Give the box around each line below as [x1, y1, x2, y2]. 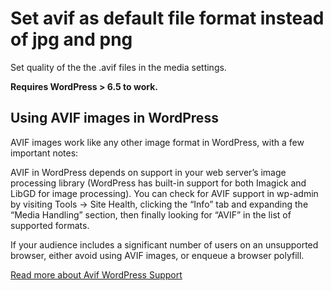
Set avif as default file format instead [10, 7, 325, 30]
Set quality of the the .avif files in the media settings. [10, 61, 227, 73]
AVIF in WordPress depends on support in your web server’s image [10, 166, 287, 178]
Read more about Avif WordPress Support [10, 268, 183, 281]
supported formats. [10, 219, 90, 231]
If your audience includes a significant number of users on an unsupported [10, 238, 319, 251]
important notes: [10, 147, 79, 159]
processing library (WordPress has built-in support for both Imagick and [10, 177, 307, 189]
